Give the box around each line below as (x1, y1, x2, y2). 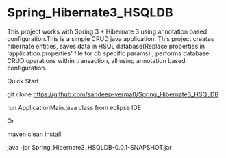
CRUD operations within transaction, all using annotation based (7, 56, 186, 64)
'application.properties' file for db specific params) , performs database (7, 49, 210, 57)
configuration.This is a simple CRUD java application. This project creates (7, 34, 214, 42)
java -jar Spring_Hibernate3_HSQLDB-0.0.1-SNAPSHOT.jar (7, 143, 173, 151)
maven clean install (7, 130, 62, 138)
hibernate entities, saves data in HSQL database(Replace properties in (7, 42, 205, 50)
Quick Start (7, 77, 39, 85)
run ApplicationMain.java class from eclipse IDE (7, 103, 142, 111)
